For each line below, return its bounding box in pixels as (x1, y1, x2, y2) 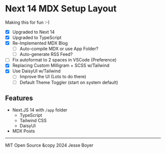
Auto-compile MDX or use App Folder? (19, 46, 99, 52)
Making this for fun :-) (5, 19, 50, 25)
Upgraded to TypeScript (12, 35, 62, 40)
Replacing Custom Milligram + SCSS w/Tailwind (12, 62, 110, 68)
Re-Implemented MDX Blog (12, 40, 68, 46)
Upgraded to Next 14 (12, 29, 55, 35)
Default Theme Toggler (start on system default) (19, 79, 119, 85)
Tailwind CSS (19, 117, 47, 124)
